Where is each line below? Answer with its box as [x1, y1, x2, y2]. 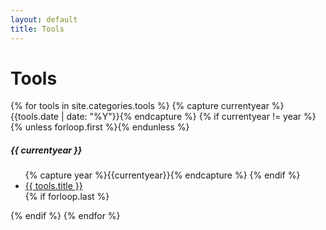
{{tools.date [10, 111, 60, 123]
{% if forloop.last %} [24, 191, 110, 203]
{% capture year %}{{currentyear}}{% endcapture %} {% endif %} [24, 169, 301, 181]
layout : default [10, 14, 78, 25]
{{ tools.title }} [24, 180, 83, 192]
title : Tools [10, 24, 65, 34]
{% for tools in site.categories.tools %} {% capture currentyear [10, 100, 270, 112]
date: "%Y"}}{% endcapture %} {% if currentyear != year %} [66, 111, 317, 123]
